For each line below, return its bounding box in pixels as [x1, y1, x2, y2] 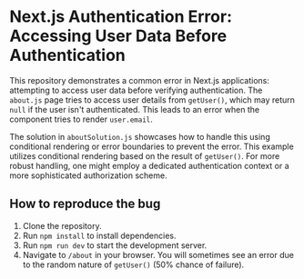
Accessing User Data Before [9, 25, 228, 46]
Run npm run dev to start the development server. [22, 239, 208, 251]
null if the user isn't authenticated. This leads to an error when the [9, 104, 260, 115]
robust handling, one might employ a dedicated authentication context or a [9, 160, 289, 171]
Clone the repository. [22, 220, 102, 231]
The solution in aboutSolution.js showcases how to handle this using [9, 131, 270, 142]
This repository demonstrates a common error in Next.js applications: [9, 75, 270, 85]
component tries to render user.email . [9, 114, 153, 125]
